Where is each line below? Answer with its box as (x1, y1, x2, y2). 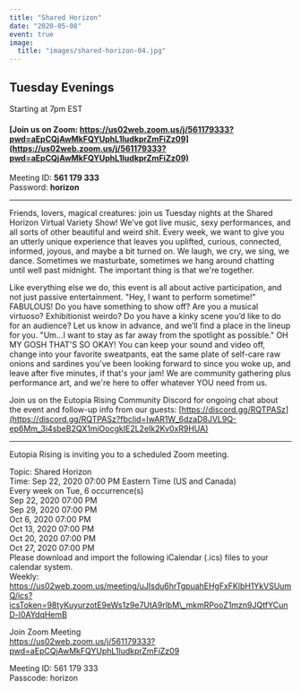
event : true (9, 30, 54, 39)
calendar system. (9, 562, 73, 573)
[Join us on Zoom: (9, 124, 79, 134)
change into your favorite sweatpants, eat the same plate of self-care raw (9, 349, 280, 359)
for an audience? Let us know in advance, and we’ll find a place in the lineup (9, 320, 291, 332)
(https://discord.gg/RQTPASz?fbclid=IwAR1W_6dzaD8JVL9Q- (9, 414, 237, 425)
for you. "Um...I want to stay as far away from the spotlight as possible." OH (9, 330, 288, 341)
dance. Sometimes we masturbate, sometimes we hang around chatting (9, 255, 275, 266)
